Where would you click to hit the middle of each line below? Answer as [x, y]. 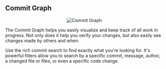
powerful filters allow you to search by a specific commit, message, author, [83, 55]
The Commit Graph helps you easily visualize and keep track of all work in [81, 30]
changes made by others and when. [42, 40]
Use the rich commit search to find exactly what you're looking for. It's [78, 50]
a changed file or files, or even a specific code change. [62, 61]
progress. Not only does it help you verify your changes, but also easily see [83, 35]
